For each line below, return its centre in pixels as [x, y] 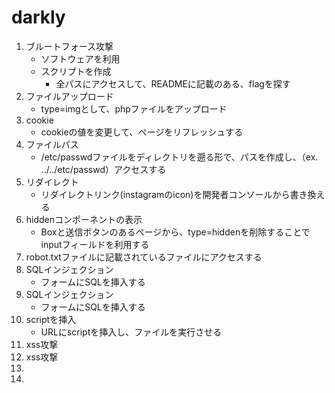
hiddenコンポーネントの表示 [84, 219]
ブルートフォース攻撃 [69, 46]
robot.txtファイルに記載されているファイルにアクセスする [144, 257]
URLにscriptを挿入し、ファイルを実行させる [131, 332]
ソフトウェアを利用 [80, 58]
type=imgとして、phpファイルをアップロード [134, 108]
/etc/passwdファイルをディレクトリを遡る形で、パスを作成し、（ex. [179, 157]
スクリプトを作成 [76, 71]
